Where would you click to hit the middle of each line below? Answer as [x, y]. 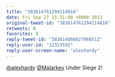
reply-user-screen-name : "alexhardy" [53, 51]
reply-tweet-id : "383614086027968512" [54, 39]
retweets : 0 [21, 28]
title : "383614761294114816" [42, 12]
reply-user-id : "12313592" [40, 45]
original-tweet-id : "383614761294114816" [58, 23]
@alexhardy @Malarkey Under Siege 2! [55, 67]
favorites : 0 [22, 34]
